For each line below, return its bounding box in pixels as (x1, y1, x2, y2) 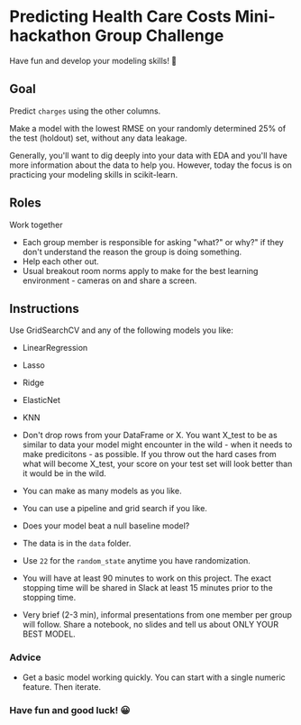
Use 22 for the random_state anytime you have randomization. (22, 555, 251, 566)
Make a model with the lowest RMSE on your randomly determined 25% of (9, 123, 287, 133)
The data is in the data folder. (22, 538, 132, 549)
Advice (9, 651, 41, 664)
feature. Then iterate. (22, 681, 102, 692)
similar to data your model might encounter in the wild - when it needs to (22, 439, 293, 450)
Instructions (9, 300, 79, 317)
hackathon (9, 25, 92, 46)
